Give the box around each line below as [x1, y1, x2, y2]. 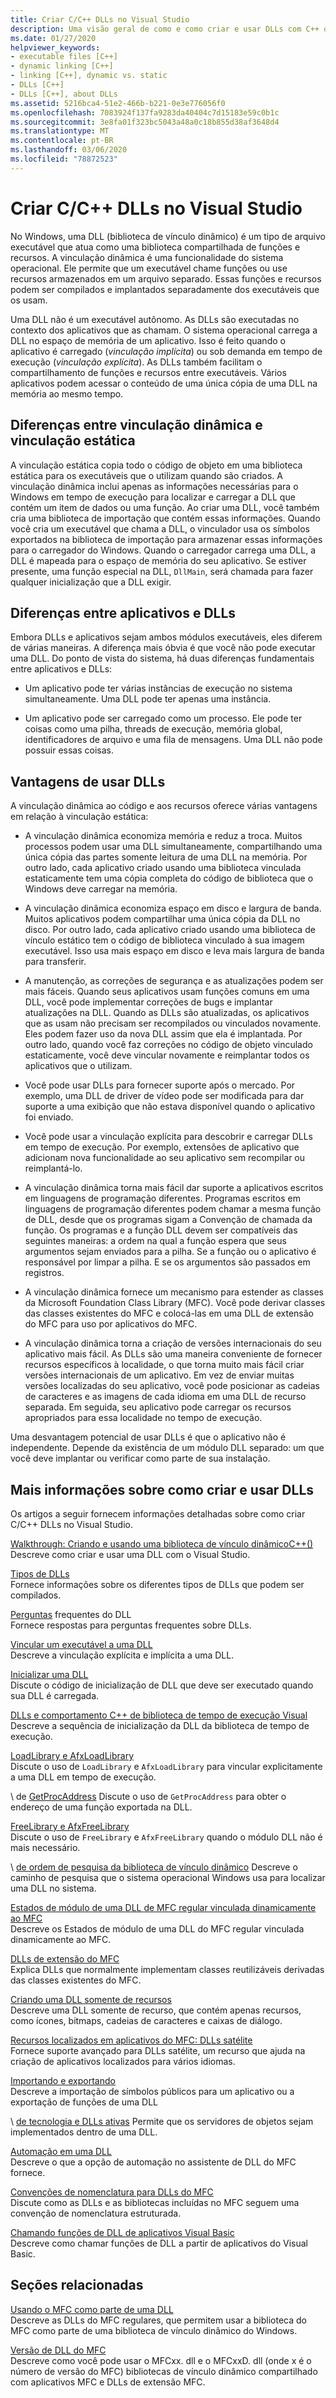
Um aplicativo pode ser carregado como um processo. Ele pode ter [24, 712, 303, 725]
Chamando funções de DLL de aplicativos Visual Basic [10, 2226, 235, 2238]
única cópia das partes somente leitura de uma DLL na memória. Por [24, 851, 308, 863]
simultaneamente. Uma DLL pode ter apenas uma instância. [24, 693, 272, 705]
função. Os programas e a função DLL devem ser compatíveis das [24, 1224, 298, 1236]
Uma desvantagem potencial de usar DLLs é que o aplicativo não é [10, 1431, 287, 1443]
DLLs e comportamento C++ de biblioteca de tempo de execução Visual [10, 1709, 308, 1721]
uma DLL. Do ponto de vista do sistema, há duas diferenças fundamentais [10, 652, 315, 665]
